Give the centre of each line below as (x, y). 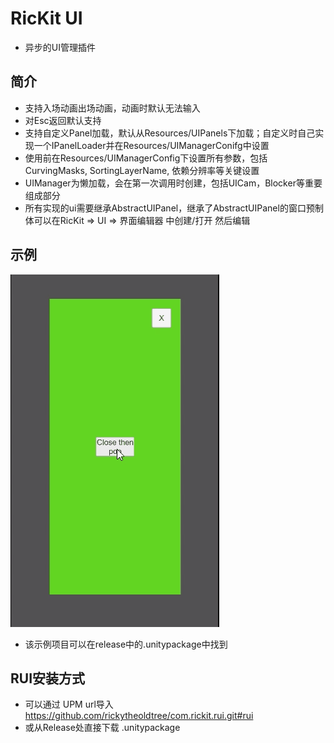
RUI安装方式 (48, 678)
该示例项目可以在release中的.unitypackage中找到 (126, 644)
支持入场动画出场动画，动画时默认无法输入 (112, 108)
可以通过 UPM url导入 (69, 704)
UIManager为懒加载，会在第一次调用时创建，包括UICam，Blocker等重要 (173, 183)
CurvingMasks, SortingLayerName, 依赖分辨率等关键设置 (142, 170)
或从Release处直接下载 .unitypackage (102, 728)
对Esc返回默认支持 (63, 120)
